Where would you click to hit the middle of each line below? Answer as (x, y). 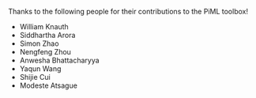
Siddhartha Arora (47, 35)
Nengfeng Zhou (45, 52)
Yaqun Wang (40, 69)
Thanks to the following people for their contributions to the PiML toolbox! (128, 11)
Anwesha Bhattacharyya (60, 60)
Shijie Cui (35, 77)
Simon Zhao (39, 43)
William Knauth (44, 26)
